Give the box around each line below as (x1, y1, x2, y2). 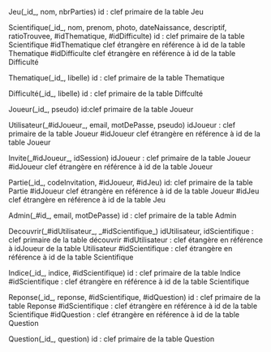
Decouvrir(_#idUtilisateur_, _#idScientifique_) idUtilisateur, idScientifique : (8, 227, 254, 236)
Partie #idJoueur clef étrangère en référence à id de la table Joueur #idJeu (8, 186, 260, 196)
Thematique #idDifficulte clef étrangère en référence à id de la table (8, 49, 236, 58)
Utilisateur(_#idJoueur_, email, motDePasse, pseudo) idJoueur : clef (8, 120, 236, 129)
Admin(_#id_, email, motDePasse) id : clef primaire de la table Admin (8, 211, 237, 220)
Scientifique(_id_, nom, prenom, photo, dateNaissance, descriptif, (8, 23, 227, 32)
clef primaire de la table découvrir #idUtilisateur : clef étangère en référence (8, 235, 264, 245)
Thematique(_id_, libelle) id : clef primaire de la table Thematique (8, 73, 225, 82)
